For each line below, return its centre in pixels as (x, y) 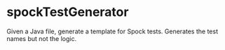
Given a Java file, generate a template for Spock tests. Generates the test (112, 31)
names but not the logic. (42, 38)
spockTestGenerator (68, 12)
